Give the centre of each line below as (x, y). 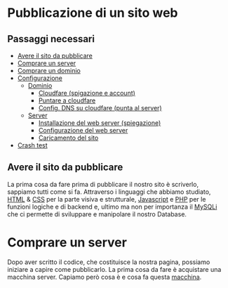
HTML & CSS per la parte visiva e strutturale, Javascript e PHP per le (107, 199)
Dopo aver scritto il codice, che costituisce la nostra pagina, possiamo (109, 262)
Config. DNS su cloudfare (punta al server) (100, 108)
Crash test (32, 145)
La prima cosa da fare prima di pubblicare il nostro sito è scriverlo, (103, 184)
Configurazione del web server (83, 130)
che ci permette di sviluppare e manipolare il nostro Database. (97, 214)
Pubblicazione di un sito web (93, 13)
